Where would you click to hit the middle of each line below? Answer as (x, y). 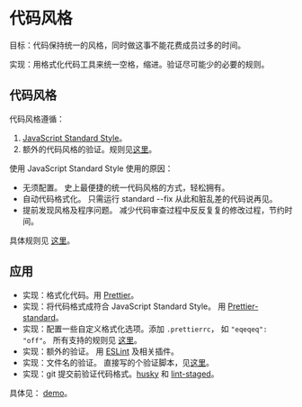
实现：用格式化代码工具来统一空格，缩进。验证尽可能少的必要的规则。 (139, 64)
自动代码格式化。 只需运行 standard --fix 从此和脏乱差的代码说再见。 (150, 198)
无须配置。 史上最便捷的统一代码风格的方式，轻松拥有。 (126, 187)
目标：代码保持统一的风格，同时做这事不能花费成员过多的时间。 (127, 45)
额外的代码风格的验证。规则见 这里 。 (89, 149)
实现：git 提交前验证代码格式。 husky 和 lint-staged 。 (120, 374)
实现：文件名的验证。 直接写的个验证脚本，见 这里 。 (118, 362)
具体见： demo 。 (41, 393)
